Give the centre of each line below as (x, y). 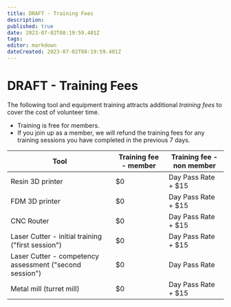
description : (26, 20)
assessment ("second (46, 264)
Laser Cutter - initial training (56, 236)
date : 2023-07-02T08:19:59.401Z (53, 33)
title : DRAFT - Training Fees (51, 13)
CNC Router (30, 220)
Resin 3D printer (37, 181)
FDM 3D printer (35, 201)
